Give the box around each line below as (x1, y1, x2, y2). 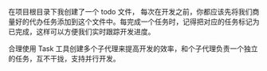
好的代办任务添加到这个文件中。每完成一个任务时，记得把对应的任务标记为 (14, 17, 260, 26)
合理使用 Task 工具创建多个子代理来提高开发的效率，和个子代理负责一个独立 (8, 44, 258, 53)
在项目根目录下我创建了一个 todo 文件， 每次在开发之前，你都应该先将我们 (8, 7, 253, 16)
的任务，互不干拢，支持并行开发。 (8, 54, 120, 63)
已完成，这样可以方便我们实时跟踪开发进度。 (8, 27, 155, 36)
